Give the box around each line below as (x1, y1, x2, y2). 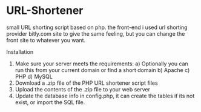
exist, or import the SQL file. (15, 98, 85, 106)
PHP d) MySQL (15, 73, 53, 80)
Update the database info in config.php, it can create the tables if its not (15, 92, 195, 99)
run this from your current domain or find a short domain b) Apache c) (15, 66, 190, 73)
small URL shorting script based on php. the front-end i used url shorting (6, 24, 188, 31)
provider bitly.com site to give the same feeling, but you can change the (6, 30, 185, 37)
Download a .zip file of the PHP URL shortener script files (15, 79, 159, 87)
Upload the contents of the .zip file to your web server (15, 85, 150, 93)
